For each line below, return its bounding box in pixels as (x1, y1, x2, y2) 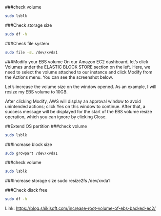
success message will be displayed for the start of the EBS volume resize (5, 108, 152, 114)
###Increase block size (5, 141, 52, 147)
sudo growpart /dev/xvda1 (5, 151, 58, 156)
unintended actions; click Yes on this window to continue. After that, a (5, 103, 145, 109)
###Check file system (5, 40, 50, 46)
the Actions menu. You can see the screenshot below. (5, 74, 113, 80)
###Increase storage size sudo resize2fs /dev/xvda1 (5, 178, 110, 184)
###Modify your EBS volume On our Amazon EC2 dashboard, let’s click (5, 58, 149, 65)
